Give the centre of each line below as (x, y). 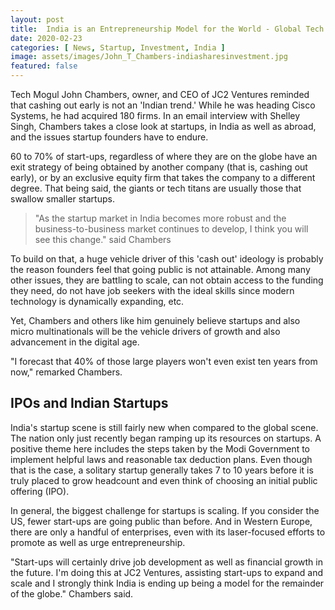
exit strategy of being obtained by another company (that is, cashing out (159, 167)
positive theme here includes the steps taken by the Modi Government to (160, 448)
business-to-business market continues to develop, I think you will (171, 229)
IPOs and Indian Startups (89, 403)
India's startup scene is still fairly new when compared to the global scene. (164, 427)
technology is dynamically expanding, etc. (97, 301)
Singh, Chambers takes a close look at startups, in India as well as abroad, (163, 126)
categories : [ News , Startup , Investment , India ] (118, 47)
